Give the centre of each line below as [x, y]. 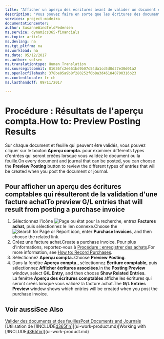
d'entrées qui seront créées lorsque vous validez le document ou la [73, 156]
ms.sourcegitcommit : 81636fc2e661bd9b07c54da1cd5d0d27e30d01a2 [71, 69]
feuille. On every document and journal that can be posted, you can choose [80, 161]
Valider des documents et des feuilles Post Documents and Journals [73, 321]
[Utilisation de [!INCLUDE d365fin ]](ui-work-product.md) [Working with [76, 326]
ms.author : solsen [24, 60]
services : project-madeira [32, 19]
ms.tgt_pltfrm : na [24, 46]
